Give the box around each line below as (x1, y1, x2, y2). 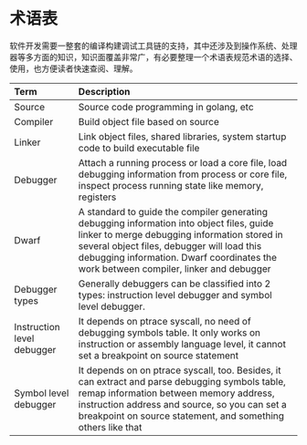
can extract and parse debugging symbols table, (78, 375, 286, 388)
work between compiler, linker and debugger (78, 262, 271, 274)
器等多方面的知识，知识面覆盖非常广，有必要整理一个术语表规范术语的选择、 (9, 51, 298, 62)
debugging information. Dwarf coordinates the (78, 251, 277, 264)
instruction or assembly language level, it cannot (78, 337, 286, 350)
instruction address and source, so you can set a (78, 398, 288, 410)
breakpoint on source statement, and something (78, 409, 285, 422)
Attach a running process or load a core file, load (78, 156, 288, 169)
